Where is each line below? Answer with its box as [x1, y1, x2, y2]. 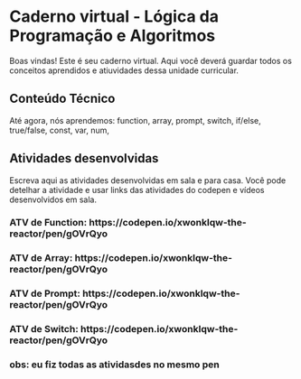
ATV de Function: [9, 217, 88, 229]
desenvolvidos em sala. [9, 194, 98, 205]
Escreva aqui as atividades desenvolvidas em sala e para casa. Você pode [9, 174, 287, 186]
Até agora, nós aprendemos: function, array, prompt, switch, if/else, [9, 115, 262, 125]
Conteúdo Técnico [9, 91, 116, 106]
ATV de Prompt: [9, 287, 81, 300]
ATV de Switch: [9, 323, 79, 336]
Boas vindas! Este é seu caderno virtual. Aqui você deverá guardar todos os [9, 55, 292, 66]
